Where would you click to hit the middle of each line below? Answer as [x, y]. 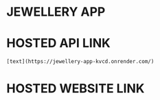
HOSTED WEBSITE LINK [76, 89]
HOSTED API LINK [58, 43]
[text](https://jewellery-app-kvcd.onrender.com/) [80, 62]
